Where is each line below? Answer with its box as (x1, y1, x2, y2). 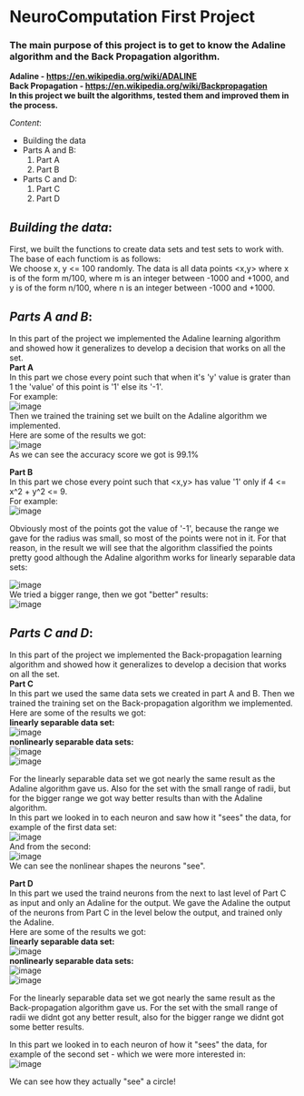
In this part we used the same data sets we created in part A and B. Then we (9, 687, 295, 698)
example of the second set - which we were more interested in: (9, 1049, 246, 1060)
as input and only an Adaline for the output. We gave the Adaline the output (9, 897, 291, 908)
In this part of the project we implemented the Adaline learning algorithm (9, 333, 281, 344)
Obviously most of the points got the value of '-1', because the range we (9, 523, 279, 534)
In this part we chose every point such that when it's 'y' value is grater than (9, 371, 291, 383)
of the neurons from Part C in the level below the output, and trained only (9, 907, 283, 918)
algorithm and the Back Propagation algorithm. (9, 50, 221, 63)
